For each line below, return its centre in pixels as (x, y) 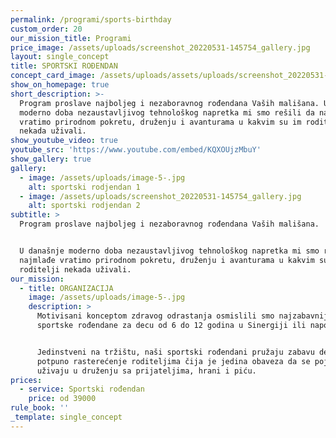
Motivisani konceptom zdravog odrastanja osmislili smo (155, 316)
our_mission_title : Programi (71, 38)
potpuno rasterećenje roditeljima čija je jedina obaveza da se (173, 361)
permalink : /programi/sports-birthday (91, 19)
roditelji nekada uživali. (75, 269)
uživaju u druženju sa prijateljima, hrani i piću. (146, 371)
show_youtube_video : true (64, 141)
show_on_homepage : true (60, 85)
